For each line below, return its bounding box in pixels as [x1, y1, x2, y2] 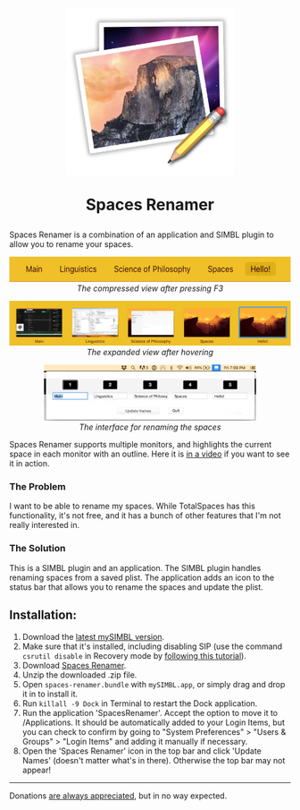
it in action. [9, 458, 51, 469]
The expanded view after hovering [86, 347, 214, 358]
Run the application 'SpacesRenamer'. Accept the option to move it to [21, 707, 279, 718]
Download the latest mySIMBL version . [21, 631, 165, 642]
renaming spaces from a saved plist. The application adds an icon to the [9, 572, 275, 583]
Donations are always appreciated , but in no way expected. [9, 790, 228, 801]
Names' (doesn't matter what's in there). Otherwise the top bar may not [21, 755, 286, 765]
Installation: [9, 608, 78, 623]
